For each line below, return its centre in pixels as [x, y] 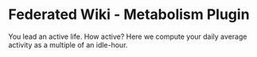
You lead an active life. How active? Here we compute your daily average [128, 36]
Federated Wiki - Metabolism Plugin [129, 15]
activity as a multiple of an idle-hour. [68, 44]
